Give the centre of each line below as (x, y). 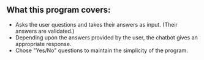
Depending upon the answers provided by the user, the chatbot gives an (106, 37)
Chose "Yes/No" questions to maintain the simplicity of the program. (101, 50)
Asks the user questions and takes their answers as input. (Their (96, 24)
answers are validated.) (45, 31)
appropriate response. (43, 44)
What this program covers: (59, 10)
